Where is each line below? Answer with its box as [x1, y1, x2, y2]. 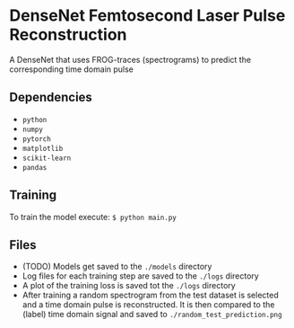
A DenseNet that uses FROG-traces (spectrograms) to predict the [9, 54, 252, 65]
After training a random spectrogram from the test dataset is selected [22, 289, 280, 301]
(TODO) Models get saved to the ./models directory [22, 262, 212, 272]
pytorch [22, 134, 51, 144]
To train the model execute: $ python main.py [9, 211, 177, 222]
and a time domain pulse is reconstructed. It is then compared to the [22, 299, 275, 310]
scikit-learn [22, 154, 72, 163]
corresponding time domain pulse [9, 64, 134, 75]
